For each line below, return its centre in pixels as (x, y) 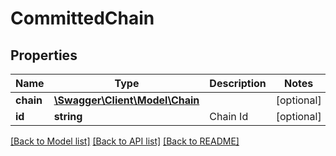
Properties (44, 55)
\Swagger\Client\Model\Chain (126, 100)
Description (238, 83)
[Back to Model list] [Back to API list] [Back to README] (125, 141)
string (68, 116)
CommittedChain (82, 18)
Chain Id (229, 116)
